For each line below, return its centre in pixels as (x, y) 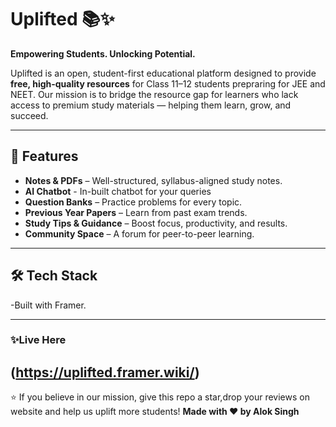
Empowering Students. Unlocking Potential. (103, 53)
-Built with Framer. (48, 305)
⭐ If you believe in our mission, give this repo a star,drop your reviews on (160, 397)
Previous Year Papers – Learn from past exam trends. (136, 212)
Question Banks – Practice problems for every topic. (133, 202)
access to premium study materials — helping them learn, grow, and (151, 105)
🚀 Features (44, 156)
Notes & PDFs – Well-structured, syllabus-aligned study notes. (153, 180)
